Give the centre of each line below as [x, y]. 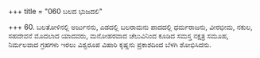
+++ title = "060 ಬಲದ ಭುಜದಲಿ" [56, 11]
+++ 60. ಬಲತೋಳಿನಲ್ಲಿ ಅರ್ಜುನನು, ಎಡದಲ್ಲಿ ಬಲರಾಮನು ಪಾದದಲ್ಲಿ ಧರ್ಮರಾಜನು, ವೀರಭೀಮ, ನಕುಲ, [130, 27]
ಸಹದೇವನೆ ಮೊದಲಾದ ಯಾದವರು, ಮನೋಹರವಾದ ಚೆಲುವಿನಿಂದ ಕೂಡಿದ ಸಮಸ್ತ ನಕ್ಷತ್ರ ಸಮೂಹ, [118, 36]
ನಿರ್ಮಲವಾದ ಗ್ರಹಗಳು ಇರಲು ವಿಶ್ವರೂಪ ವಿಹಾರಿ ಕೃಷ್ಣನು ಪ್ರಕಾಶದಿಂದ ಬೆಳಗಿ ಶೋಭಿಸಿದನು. [110, 45]
